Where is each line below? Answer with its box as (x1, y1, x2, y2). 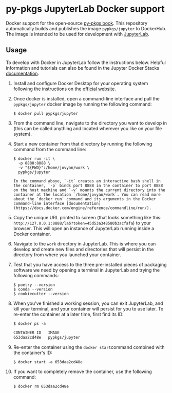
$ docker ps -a (13, 321, 46, 326)
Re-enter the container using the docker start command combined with (13, 344, 165, 350)
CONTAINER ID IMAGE (13, 330, 60, 335)
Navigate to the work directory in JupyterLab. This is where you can (13, 240, 156, 246)
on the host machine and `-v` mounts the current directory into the (13, 188, 166, 193)
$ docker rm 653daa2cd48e (13, 384, 69, 389)
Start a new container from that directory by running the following (13, 140, 152, 147)
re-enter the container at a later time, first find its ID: (13, 311, 124, 317)
